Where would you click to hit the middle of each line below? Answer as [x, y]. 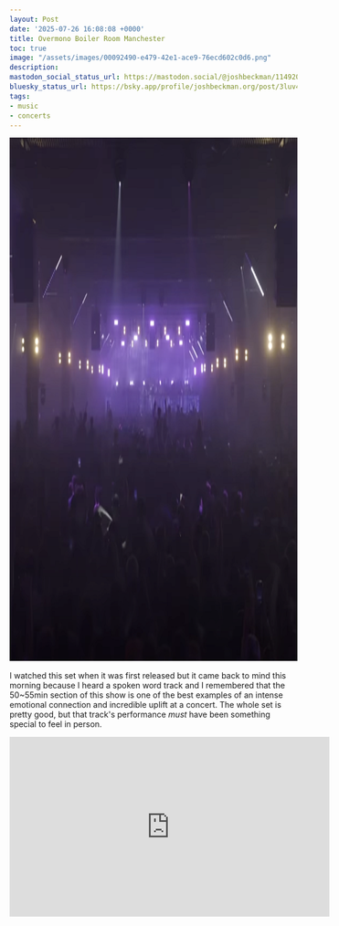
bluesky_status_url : [49, 87]
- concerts [30, 116]
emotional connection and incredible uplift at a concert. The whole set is [145, 705]
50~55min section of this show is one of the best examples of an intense [146, 695]
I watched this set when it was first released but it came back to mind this [148, 676]
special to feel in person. [56, 724]
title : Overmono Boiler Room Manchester [88, 38]
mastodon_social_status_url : [65, 78]
